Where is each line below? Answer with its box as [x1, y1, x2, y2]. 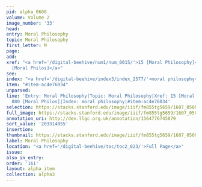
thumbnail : [6, 132, 34, 139]
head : [6, 25, 20, 32]
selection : [6, 104, 34, 110]
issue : [6, 149, 23, 155]
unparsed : [6, 87, 31, 93]
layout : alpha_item [6, 166, 55, 172]
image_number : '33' [6, 20, 55, 26]
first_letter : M [6, 43, 47, 49]
